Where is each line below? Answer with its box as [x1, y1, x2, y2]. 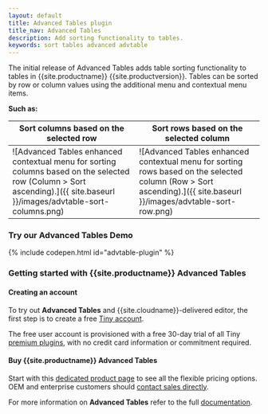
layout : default [8, 11, 62, 20]
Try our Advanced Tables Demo [8, 230, 133, 241]
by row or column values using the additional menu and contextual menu [8, 80, 247, 90]
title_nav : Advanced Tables [8, 26, 102, 34]
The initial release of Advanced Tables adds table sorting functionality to [8, 63, 247, 72]
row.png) [139, 206, 173, 217]
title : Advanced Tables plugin [8, 19, 112, 27]
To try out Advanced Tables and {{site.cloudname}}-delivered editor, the [8, 305, 249, 314]
